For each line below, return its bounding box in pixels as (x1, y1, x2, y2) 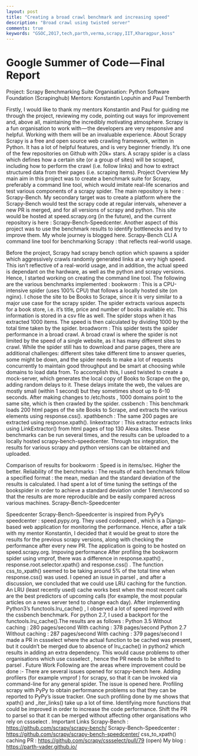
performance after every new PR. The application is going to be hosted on (6, 542, 186, 550)
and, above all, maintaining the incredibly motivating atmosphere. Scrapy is (6, 119, 189, 126)
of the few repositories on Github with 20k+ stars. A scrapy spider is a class (6, 150, 190, 157)
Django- (166, 517, 186, 524)
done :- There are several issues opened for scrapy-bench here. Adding (6, 668, 181, 675)
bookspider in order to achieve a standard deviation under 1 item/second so (6, 487, 190, 494)
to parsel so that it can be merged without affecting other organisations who (6, 712, 191, 719)
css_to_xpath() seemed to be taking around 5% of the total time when (6, 567, 176, 575)
